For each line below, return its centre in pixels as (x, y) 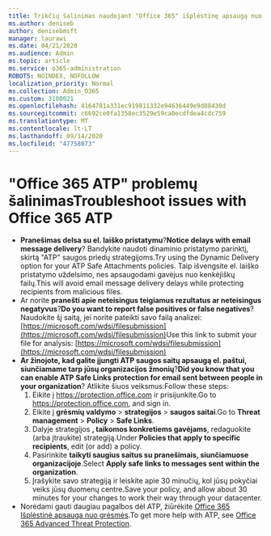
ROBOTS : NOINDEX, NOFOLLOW (54, 76)
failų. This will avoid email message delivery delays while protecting (132, 283)
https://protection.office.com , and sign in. (102, 403)
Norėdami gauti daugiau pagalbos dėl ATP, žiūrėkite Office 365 (125, 507)
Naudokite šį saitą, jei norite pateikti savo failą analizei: (111, 318)
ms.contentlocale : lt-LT (50, 129)
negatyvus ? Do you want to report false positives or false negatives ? (137, 309)
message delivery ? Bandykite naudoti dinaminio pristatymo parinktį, (134, 249)
